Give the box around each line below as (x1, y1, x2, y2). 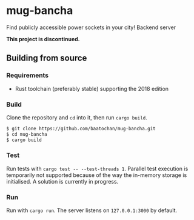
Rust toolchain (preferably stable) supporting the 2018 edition (15, 85, 169, 92)
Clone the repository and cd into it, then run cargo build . (6, 113, 147, 121)
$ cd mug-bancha (6, 131, 47, 137)
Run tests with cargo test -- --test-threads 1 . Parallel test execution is (6, 165, 189, 172)
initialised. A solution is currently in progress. (6, 178, 119, 185)
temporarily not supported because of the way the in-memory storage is (6, 171, 187, 179)
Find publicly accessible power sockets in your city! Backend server (6, 24, 176, 31)
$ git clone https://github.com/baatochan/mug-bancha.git (6, 125, 156, 132)
